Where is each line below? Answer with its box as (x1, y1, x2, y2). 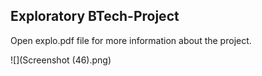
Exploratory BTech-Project (10, 8, 180, 25)
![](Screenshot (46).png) (10, 54, 112, 66)
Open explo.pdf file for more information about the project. (10, 34, 252, 46)
